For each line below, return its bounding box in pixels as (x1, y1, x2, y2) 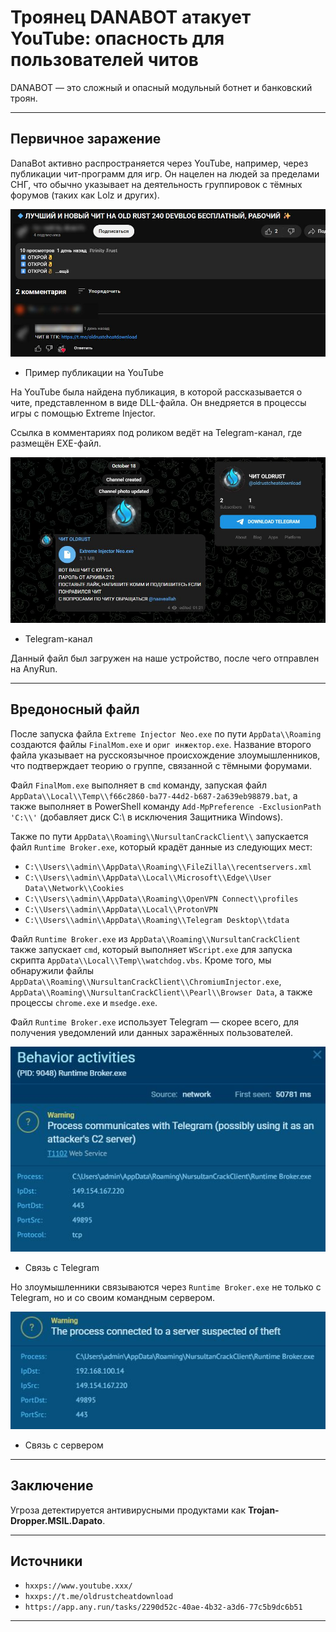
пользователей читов (10, 49, 199, 71)
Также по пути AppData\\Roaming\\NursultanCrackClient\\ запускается (10, 830, 309, 842)
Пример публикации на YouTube (24, 366, 164, 378)
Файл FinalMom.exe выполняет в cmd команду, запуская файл (10, 779, 267, 791)
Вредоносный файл (10, 701, 140, 718)
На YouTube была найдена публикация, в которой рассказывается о (10, 386, 303, 398)
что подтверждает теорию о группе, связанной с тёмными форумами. (10, 759, 313, 771)
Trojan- (247, 1504, 280, 1516)
